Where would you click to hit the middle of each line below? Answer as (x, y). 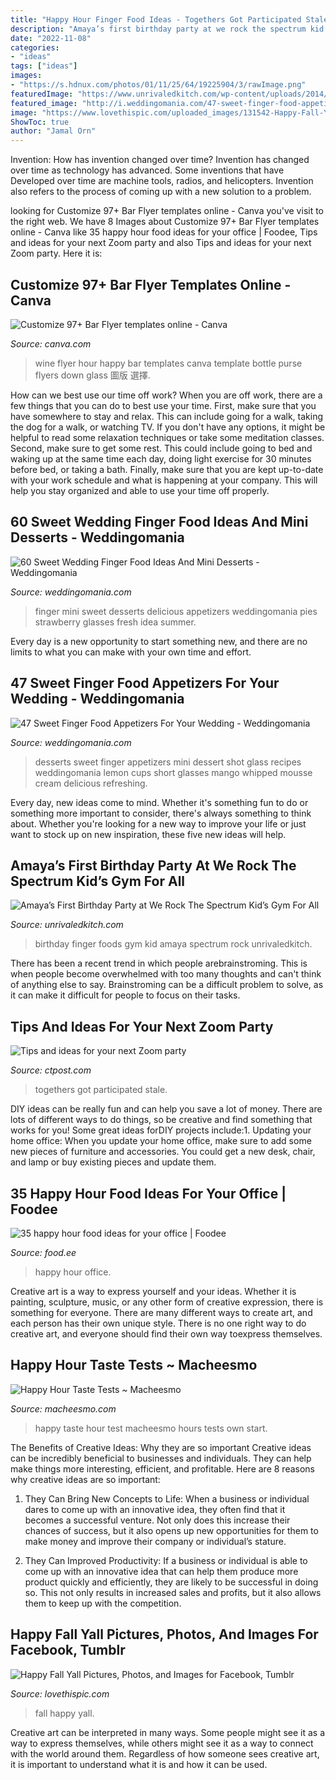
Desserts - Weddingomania (97, 537)
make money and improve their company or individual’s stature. (155, 1541)
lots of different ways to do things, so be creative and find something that (161, 1120)
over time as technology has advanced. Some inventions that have (147, 170)
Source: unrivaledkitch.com (67, 925)
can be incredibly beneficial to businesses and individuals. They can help (161, 1458)
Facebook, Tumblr (68, 1650)
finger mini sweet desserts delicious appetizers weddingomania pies (176, 611)
